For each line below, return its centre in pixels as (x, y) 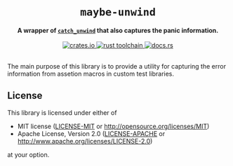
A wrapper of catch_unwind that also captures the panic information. (118, 30)
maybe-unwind (118, 12)
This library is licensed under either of (62, 112)
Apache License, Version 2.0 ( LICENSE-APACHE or (91, 133)
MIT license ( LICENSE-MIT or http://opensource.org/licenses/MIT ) (113, 126)
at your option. (28, 154)
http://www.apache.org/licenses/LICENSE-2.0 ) (85, 141)
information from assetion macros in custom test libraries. (91, 74)
